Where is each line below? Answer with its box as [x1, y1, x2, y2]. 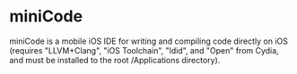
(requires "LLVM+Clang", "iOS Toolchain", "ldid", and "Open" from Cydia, [9, 45, 280, 55]
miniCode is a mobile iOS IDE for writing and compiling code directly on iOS [9, 36, 289, 46]
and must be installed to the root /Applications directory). [9, 54, 221, 65]
